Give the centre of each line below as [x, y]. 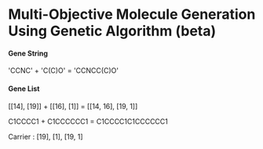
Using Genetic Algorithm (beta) [112, 31]
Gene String [28, 53]
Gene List [24, 89]
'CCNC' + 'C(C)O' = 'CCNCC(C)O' [64, 71]
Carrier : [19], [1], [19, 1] [46, 136]
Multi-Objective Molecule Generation [132, 15]
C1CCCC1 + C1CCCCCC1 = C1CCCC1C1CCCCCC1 [88, 121]
